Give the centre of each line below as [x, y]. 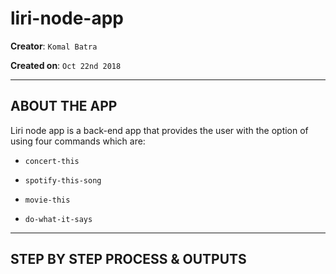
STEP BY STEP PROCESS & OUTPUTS [128, 259]
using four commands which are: [78, 141]
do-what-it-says [58, 219]
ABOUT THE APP [64, 106]
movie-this [47, 200]
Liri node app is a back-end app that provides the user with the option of [159, 130]
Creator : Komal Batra [54, 46]
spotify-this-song [63, 180]
